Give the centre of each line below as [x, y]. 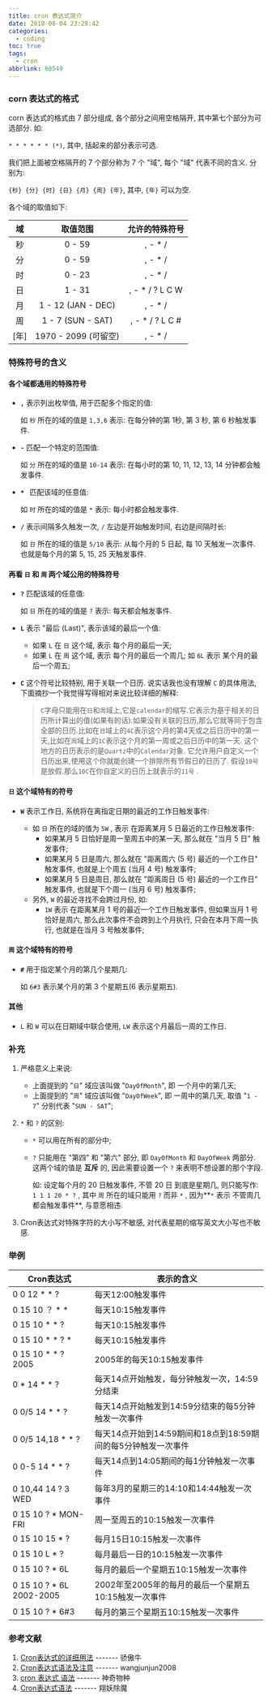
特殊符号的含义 [38, 362]
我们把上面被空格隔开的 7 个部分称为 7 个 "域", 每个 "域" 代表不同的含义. [128, 162]
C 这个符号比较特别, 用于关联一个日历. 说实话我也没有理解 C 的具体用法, [138, 683]
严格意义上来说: [46, 1069]
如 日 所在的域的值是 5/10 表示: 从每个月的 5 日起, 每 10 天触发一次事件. [138, 544]
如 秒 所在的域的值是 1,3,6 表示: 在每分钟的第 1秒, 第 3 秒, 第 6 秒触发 [134, 420]
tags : [17, 54]
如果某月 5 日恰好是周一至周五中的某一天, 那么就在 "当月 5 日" [147, 838]
